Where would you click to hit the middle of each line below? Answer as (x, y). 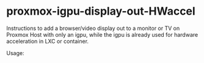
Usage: (15, 53)
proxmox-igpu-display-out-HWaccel (101, 11)
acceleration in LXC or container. (48, 41)
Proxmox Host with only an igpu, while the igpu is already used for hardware (102, 34)
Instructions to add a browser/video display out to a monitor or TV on (93, 28)
